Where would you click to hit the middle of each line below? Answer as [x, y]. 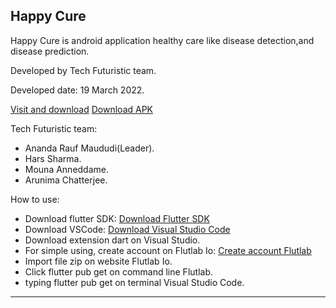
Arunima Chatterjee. [66, 180]
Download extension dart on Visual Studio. [112, 240]
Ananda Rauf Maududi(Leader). [89, 148]
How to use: [35, 199]
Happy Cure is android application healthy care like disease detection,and [162, 40]
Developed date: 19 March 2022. [77, 90]
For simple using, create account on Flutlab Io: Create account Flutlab [168, 250]
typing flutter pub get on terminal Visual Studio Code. [134, 282]
